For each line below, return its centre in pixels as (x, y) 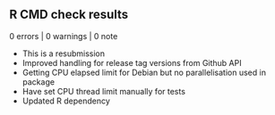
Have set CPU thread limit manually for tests (104, 91)
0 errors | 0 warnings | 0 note (64, 36)
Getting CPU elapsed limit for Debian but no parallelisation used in (144, 72)
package (39, 82)
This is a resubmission (64, 53)
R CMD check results (69, 15)
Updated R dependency (66, 101)
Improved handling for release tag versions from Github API (132, 62)
